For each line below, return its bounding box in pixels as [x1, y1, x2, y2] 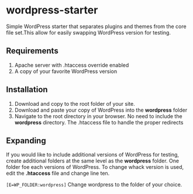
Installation [6, 85, 48, 95]
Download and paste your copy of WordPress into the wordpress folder [14, 106, 188, 113]
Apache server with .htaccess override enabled [14, 61, 129, 68]
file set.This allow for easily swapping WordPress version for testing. [6, 29, 171, 36]
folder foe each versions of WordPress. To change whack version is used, [6, 164, 184, 171]
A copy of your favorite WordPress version [14, 68, 118, 75]
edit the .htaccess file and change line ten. [6, 170, 110, 177]
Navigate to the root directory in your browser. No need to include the [14, 112, 182, 120]
